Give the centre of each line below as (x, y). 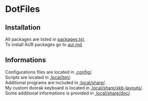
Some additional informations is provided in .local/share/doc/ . (68, 93)
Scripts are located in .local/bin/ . (38, 77)
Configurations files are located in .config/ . (49, 72)
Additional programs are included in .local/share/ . (56, 82)
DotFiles (23, 9)
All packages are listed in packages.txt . (45, 39)
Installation (23, 27)
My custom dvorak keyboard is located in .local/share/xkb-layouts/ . (74, 88)
